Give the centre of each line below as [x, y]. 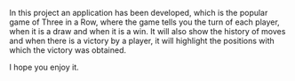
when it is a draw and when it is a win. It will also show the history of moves [147, 31]
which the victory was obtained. [68, 50]
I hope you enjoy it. [44, 67]
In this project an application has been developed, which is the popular [139, 13]
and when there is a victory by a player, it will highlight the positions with [142, 40]
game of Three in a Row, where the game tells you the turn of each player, [144, 22]
